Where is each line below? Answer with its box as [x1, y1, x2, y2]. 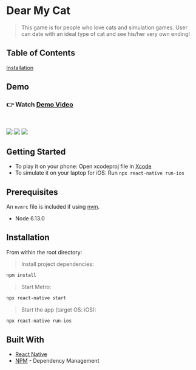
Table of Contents [6, 48, 76, 58]
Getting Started [6, 147, 66, 157]
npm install [6, 272, 36, 278]
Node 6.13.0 [15, 215, 45, 222]
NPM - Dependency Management [15, 357, 100, 365]
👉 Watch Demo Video [6, 100, 74, 109]
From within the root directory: [6, 248, 83, 256]
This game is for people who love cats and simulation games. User [21, 24, 188, 31]
